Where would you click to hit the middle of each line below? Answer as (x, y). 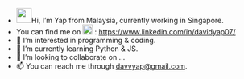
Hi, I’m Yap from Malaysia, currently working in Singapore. (127, 20)
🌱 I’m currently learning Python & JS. (77, 49)
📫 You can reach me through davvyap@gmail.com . (101, 66)
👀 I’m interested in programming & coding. (86, 40)
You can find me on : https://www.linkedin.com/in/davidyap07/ (126, 32)
